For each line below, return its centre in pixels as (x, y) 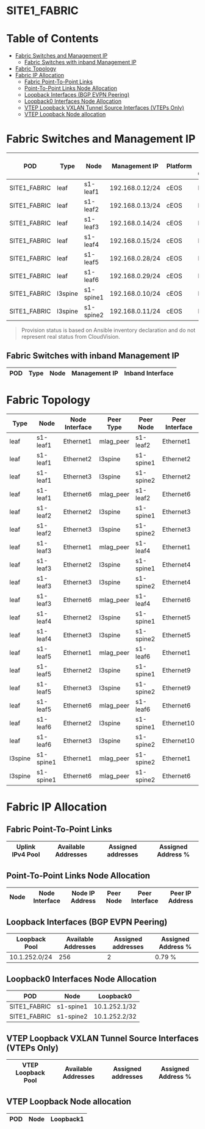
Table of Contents (52, 39)
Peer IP (181, 893)
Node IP (83, 893)
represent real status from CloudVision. (70, 337)
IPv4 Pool (26, 854)
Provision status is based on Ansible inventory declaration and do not (108, 330)
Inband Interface (149, 373)
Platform (179, 166)
